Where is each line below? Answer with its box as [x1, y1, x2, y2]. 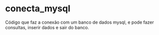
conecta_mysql [5, 3, 71, 14]
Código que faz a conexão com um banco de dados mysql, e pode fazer [5, 19, 154, 25]
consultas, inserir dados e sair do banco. [5, 24, 89, 30]
